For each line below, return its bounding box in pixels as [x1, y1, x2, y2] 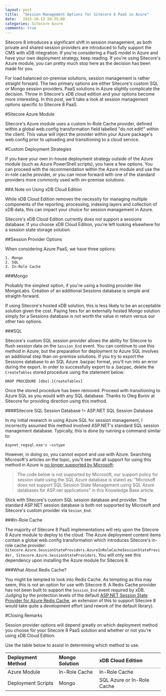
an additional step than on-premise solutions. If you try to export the [5, 353, 144, 359]
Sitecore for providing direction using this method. [5, 398, 108, 404]
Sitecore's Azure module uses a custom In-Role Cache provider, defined [5, 121, 152, 127]
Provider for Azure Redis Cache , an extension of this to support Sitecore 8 [5, 598, 156, 604]
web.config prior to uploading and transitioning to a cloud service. [5, 137, 140, 143]
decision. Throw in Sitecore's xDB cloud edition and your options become [5, 91, 155, 97]
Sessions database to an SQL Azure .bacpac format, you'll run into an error [5, 359, 158, 365]
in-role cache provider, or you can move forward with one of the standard [5, 172, 155, 177]
